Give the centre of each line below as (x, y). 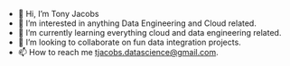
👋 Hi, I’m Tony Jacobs (58, 14)
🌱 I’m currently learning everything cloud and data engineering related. (150, 33)
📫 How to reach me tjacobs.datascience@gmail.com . (118, 52)
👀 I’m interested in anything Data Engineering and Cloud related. (137, 23)
